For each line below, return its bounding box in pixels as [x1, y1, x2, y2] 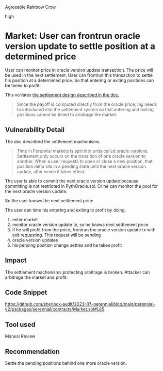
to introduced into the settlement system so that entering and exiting [16, 106, 154, 112]
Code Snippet [5, 288, 48, 296]
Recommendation [5, 347, 60, 355]
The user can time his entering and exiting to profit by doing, [5, 207, 126, 213]
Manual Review [5, 333, 35, 339]
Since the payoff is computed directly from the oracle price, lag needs [16, 101, 157, 107]
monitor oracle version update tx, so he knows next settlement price [12, 222, 149, 227]
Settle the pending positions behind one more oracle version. [5, 360, 127, 366]
